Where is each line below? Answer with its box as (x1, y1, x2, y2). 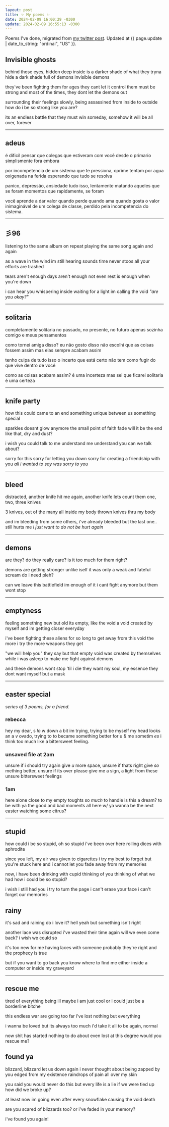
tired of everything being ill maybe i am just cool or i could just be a (5, 998, 144, 1004)
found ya (5, 1053, 34, 1061)
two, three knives (5, 499, 41, 505)
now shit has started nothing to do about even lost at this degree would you (5, 1033, 162, 1039)
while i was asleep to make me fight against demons (5, 655, 114, 662)
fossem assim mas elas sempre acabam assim (5, 347, 102, 353)
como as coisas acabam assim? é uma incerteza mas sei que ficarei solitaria (5, 372, 163, 378)
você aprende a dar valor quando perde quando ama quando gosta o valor (5, 198, 160, 204)
